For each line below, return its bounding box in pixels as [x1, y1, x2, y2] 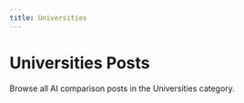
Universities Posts [9, 52, 150, 73]
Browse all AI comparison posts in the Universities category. [9, 83, 235, 94]
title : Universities [9, 13, 88, 23]
